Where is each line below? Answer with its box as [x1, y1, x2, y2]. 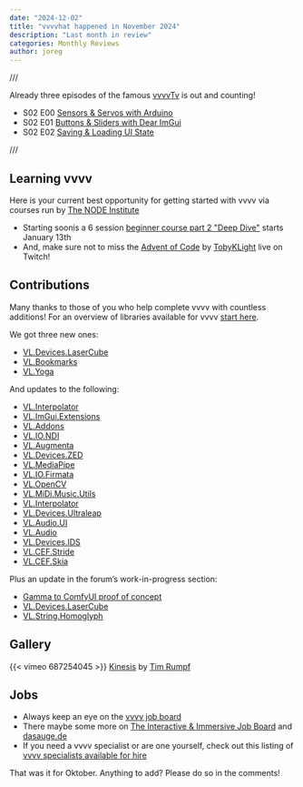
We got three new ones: [9, 328, 99, 339]
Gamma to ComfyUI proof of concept [22, 590, 162, 601]
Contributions [9, 277, 90, 293]
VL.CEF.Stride [22, 546, 75, 557]
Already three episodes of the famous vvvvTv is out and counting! [9, 90, 256, 101]
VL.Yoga [22, 366, 54, 377]
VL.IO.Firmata [22, 469, 74, 479]
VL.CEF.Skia [22, 556, 69, 567]
